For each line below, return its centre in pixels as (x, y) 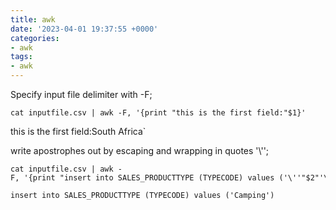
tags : (21, 57)
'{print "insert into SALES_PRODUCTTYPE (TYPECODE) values (149, 178)
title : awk (33, 19)
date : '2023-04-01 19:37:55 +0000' (84, 29)
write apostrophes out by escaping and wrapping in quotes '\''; (140, 150)
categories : (35, 38)
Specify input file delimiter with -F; (81, 94)
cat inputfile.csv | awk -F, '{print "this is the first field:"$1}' (158, 113)
